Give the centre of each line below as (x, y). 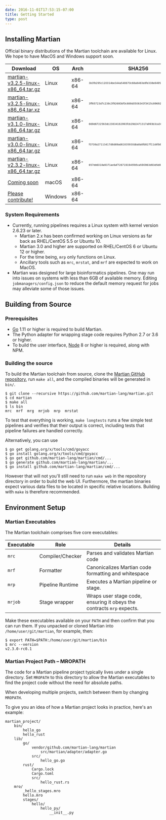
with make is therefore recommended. (43, 492)
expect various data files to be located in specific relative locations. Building (83, 486)
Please (16, 194)
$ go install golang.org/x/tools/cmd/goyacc (52, 454)
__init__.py (62, 813)
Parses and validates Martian (120, 553)
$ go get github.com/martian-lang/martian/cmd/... (58, 458)
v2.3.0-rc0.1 (19, 649)
